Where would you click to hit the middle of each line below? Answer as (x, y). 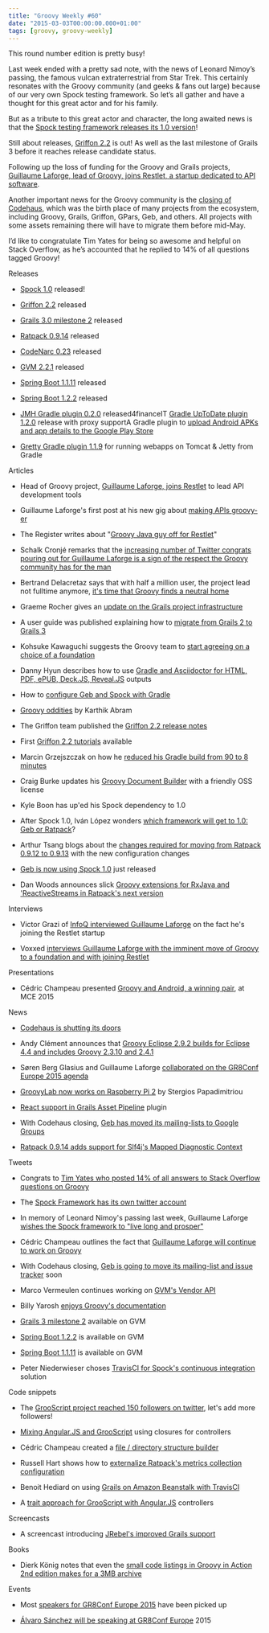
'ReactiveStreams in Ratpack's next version (92, 893)
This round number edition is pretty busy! (77, 54)
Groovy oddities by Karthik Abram (76, 710)
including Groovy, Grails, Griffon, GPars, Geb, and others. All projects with (130, 217)
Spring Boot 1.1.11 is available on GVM (81, 1352)
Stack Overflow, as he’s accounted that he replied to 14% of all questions (129, 249)
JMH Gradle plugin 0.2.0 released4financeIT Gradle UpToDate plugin (134, 414)
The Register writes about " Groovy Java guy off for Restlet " (118, 535)
